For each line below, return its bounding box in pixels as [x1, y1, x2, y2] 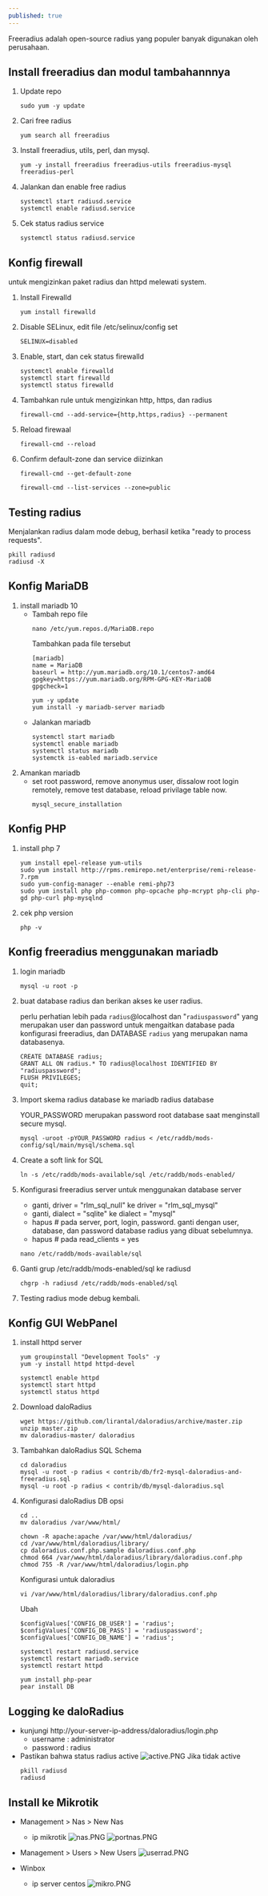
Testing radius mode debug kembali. [19, 1293, 141, 1303]
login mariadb [19, 966, 66, 976]
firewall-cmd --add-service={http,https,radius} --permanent [19, 411, 229, 419]
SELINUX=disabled [19, 338, 78, 346]
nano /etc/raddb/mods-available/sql [19, 1250, 142, 1258]
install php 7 [19, 843, 61, 853]
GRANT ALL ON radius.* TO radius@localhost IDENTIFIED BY [19, 1059, 218, 1067]
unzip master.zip [19, 1424, 78, 1433]
